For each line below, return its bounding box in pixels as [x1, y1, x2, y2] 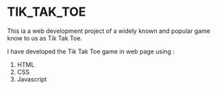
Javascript [16, 75, 47, 83]
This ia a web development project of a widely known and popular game [7, 27, 211, 35]
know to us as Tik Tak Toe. [7, 34, 83, 42]
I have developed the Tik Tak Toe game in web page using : [7, 47, 175, 55]
